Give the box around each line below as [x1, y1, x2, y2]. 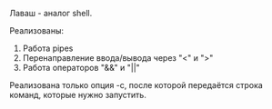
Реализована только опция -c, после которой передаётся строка [9, 80, 264, 90]
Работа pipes [22, 43, 74, 54]
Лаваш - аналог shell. [9, 8, 93, 18]
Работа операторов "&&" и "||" [22, 63, 141, 73]
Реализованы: [9, 25, 65, 35]
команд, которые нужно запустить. [9, 90, 147, 100]
